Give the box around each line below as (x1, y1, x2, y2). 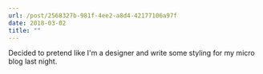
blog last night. (8, 56, 58, 66)
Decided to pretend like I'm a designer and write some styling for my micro (8, 49, 255, 58)
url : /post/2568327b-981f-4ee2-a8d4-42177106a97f (8, 11, 178, 20)
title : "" (8, 26, 42, 34)
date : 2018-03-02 (8, 19, 67, 27)
